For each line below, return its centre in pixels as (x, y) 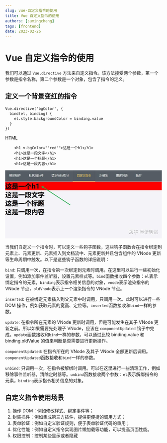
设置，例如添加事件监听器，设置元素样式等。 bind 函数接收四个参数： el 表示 (82, 276)
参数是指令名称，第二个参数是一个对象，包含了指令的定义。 (66, 79)
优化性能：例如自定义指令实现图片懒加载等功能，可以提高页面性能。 (82, 429)
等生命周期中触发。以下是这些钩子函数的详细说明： (57, 259)
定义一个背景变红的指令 (41, 96)
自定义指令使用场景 (35, 398)
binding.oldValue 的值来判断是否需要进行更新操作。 (58, 341)
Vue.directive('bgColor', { (34, 109)
